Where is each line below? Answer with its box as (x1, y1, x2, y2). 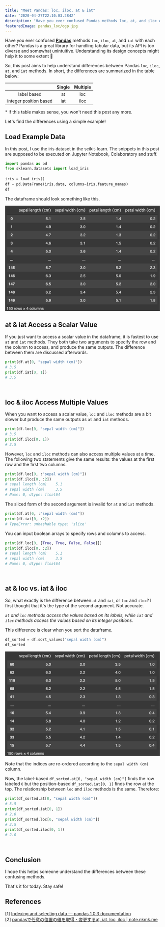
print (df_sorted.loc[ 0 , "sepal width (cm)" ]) (5, 817, 100, 822)
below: (5, 73, 19, 79)
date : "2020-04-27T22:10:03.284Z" (5, 13, 76, 18)
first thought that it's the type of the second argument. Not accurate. (5, 602, 144, 609)
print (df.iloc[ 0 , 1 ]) (5, 437, 50, 442)
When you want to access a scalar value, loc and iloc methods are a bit (5, 411, 151, 417)
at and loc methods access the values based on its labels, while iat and (5, 612, 153, 618)
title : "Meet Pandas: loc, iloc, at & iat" (5, 8, 96, 13)
